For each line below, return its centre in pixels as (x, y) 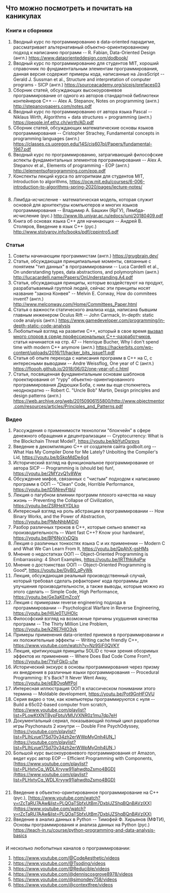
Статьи (15, 245)
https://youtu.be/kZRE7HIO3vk (45, 629)
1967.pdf (22, 149)
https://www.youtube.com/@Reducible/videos (61, 869)
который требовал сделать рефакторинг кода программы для (80, 581)
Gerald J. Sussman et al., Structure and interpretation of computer (82, 79)
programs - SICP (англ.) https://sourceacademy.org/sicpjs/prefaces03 (87, 84)
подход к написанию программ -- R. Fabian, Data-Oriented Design (84, 52)
